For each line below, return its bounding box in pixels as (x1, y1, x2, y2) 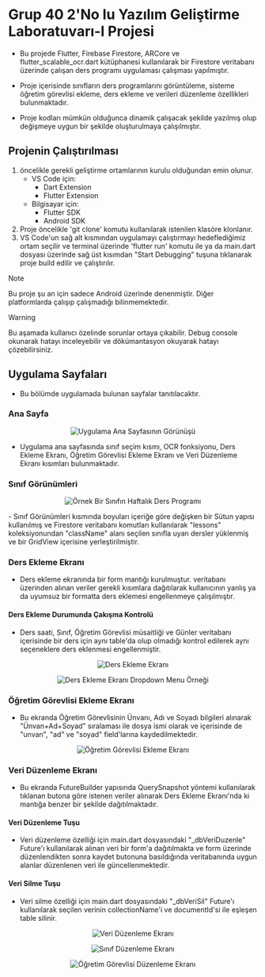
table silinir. (19, 913, 58, 922)
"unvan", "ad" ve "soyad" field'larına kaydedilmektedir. (19, 729, 198, 738)
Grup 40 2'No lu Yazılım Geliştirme (8, 6, 240, 24)
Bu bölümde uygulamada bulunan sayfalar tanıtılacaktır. (19, 388, 200, 398)
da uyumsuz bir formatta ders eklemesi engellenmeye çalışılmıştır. (19, 592, 235, 601)
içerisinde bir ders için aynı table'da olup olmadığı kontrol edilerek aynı (19, 635, 249, 645)
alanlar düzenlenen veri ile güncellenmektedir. (19, 861, 170, 870)
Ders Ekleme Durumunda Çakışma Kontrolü (8, 610, 154, 620)
